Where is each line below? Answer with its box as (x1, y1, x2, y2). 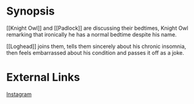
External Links (6, 71, 81, 85)
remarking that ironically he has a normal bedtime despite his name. (6, 30, 177, 38)
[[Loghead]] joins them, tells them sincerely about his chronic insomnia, (6, 43, 187, 50)
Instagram (6, 90, 32, 98)
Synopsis (6, 4, 55, 18)
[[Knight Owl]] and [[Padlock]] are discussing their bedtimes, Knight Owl (6, 24, 189, 32)
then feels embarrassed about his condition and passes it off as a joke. (6, 49, 184, 56)
